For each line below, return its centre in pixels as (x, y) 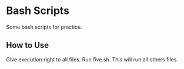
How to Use (28, 45)
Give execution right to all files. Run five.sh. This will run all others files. (92, 59)
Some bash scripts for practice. (44, 27)
